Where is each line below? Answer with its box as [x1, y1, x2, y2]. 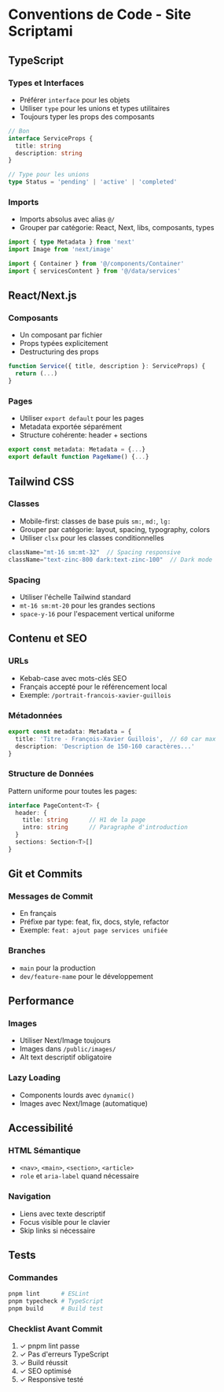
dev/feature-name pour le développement [19, 971, 153, 981]
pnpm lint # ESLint [8, 1290, 90, 1298]
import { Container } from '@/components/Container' [8, 260, 185, 268]
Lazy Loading [8, 1072, 61, 1083]
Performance [8, 995, 75, 1008]
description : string [15, 149, 83, 157]
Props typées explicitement [19, 339, 108, 348]
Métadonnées [8, 709, 63, 720]
